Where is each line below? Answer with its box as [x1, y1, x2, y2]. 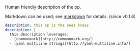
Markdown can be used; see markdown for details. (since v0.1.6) [5, 14, 136, 19]
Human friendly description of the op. [5, 4, 81, 10]
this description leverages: [9, 32, 69, 37]
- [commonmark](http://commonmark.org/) [9, 36, 93, 41]
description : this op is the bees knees [5, 23, 89, 28]
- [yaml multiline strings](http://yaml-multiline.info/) [9, 41, 131, 46]
